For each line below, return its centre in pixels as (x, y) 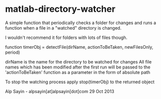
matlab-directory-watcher (60, 9)
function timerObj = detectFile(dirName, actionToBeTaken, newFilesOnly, (79, 47)
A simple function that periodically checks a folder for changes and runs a (81, 23)
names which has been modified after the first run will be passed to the (78, 67)
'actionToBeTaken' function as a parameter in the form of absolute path (78, 72)
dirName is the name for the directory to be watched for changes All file (79, 62)
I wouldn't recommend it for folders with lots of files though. (66, 37)
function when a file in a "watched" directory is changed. (63, 28)
